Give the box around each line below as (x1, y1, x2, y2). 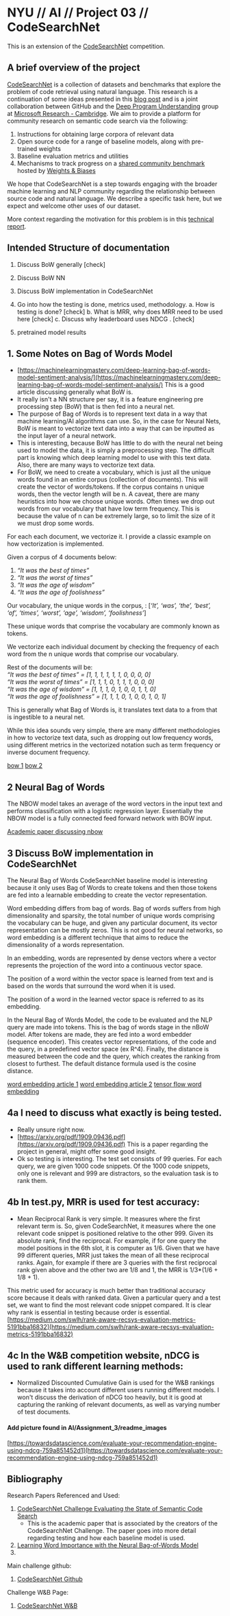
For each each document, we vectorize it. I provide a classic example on (7, 532, 211, 541)
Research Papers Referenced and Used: (7, 1491, 120, 1500)
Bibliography (7, 1473, 63, 1485)
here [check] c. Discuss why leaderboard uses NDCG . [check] (16, 314, 195, 323)
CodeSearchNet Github (16, 1575, 84, 1583)
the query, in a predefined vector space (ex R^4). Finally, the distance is (7, 1045, 209, 1053)
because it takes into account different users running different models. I (16, 1386, 219, 1394)
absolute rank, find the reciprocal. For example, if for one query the (16, 1237, 207, 1245)
